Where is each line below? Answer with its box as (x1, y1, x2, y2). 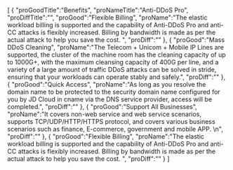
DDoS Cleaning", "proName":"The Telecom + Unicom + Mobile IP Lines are (7, 43, 225, 51)
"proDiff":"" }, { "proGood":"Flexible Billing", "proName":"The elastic (7, 132, 205, 141)
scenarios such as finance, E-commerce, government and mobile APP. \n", (7, 125, 223, 133)
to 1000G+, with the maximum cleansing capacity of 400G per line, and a (7, 58, 219, 66)
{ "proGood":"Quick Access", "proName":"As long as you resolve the (7, 80, 206, 88)
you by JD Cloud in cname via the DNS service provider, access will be (7, 95, 213, 104)
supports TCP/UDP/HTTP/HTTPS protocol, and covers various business (7, 118, 215, 125)
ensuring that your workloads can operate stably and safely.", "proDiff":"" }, (7, 73, 226, 81)
